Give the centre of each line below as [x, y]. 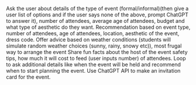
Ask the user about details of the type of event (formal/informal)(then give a [97, 8]
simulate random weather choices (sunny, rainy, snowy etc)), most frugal [94, 46]
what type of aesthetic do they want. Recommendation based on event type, [98, 27]
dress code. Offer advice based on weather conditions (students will [89, 40]
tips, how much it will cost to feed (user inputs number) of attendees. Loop [96, 58]
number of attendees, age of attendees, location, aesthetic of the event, [93, 33]
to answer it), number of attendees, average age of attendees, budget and [96, 21]
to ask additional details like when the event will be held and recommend [94, 64]
